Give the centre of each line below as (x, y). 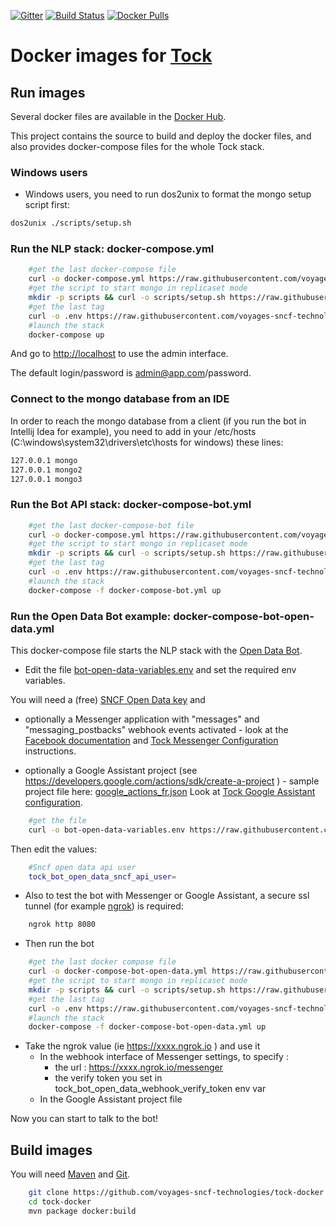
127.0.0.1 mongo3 (46, 479)
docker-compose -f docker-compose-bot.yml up (125, 590)
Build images (51, 1150)
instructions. (50, 751)
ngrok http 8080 (62, 925)
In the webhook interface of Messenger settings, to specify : (164, 1057)
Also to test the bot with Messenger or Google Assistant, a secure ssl (167, 896)
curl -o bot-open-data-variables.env (107, 830)
